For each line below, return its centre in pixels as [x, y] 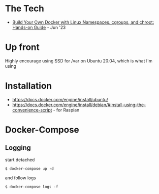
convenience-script [32, 110]
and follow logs [20, 178]
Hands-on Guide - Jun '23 [39, 27]
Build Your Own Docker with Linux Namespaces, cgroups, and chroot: [83, 22]
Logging [18, 148]
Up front [22, 47]
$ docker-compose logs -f [32, 187]
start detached [20, 160]
